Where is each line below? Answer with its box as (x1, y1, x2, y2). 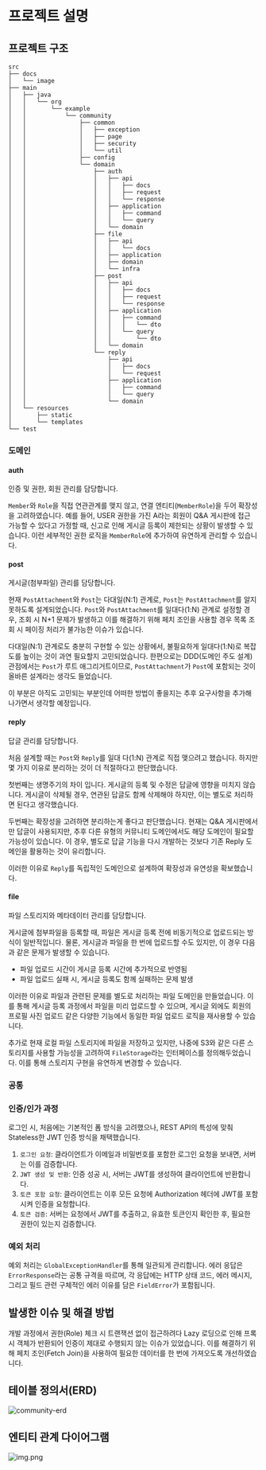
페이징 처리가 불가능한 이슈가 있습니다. (25, 625, 145, 634)
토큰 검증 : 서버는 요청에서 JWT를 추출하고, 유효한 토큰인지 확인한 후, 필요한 (19, 1209, 251, 1219)
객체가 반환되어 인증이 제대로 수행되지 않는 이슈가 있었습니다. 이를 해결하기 (16, 1339, 248, 1348)
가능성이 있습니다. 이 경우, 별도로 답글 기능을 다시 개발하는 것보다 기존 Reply (8, 836, 245, 846)
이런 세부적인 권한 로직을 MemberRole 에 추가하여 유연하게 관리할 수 (31, 531, 237, 540)
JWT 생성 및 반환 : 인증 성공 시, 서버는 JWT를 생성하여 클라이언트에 (19, 1169, 224, 1179)
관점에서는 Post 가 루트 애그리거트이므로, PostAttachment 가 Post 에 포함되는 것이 (8, 661, 256, 671)
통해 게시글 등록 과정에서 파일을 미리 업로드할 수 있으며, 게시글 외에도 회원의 (16, 1000, 252, 1011)
